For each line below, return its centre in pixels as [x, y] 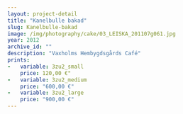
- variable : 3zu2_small [45, 67]
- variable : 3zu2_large [45, 93]
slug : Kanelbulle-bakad [43, 27]
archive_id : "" [30, 47]
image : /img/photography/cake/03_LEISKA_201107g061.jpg [91, 34]
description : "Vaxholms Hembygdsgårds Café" [74, 54]
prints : [19, 60]
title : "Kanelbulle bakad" [47, 21]
